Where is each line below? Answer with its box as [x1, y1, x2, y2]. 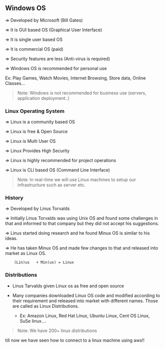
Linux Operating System [5, 107, 65, 114]
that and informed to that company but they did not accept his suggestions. [5, 221, 160, 227]
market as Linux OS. [5, 251, 47, 257]
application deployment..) [17, 95, 70, 101]
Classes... [5, 80, 25, 86]
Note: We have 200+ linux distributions [17, 328, 98, 334]
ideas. [5, 236, 18, 242]
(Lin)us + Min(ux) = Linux [14, 260, 74, 265]
